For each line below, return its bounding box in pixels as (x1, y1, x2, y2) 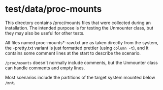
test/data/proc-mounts (5, 3, 102, 15)
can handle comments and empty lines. (5, 65, 85, 71)
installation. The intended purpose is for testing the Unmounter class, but (5, 25, 154, 30)
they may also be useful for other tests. (5, 30, 85, 36)
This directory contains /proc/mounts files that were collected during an (5, 20, 151, 26)
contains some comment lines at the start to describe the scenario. (5, 50, 141, 56)
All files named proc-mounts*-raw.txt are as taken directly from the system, (5, 39, 159, 45)
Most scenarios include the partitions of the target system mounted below (5, 74, 155, 80)
